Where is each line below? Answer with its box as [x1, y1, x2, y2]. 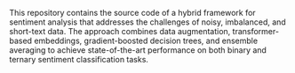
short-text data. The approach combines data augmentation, [9, 26, 231, 36]
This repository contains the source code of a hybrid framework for [9, 8, 256, 18]
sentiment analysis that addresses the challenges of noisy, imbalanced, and [9, 17, 286, 27]
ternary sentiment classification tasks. [9, 55, 149, 64]
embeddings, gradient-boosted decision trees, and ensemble [34, 35, 259, 46]
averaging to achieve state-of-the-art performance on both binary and [9, 45, 267, 55]
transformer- [232, 26, 280, 36]
